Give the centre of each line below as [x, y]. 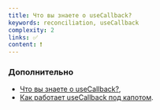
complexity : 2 [32, 30]
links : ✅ [23, 37]
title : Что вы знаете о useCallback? [70, 15]
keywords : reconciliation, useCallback [74, 23]
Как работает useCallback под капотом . [86, 97]
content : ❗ [25, 45]
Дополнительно [41, 72]
